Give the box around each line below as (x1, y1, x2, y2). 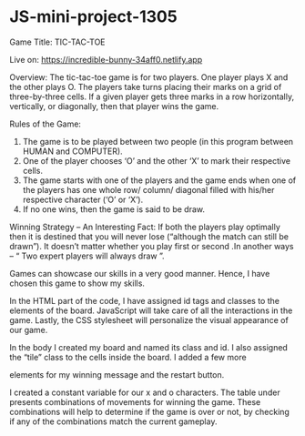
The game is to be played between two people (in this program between (22, 136, 294, 147)
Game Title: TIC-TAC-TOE (9, 36, 107, 47)
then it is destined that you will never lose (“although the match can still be (9, 230, 290, 242)
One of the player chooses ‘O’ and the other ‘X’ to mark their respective (22, 155, 291, 166)
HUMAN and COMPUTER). (22, 146, 123, 157)
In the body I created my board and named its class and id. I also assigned (9, 341, 289, 352)
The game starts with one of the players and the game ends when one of (22, 175, 297, 186)
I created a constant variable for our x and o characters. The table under (9, 387, 280, 398)
